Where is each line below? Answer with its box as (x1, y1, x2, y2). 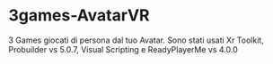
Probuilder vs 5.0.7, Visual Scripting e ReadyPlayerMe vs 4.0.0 (8, 44, 239, 54)
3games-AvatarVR (8, 5, 150, 26)
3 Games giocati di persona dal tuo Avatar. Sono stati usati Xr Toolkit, (8, 35, 264, 45)
